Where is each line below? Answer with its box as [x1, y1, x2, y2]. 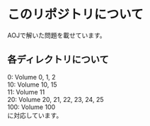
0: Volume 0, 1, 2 [7, 73, 56, 81]
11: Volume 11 [7, 87, 45, 96]
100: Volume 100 [7, 103, 56, 111]
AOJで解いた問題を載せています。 [7, 31, 106, 39]
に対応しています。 [7, 111, 63, 120]
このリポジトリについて [7, 6, 144, 23]
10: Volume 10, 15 [7, 80, 58, 89]
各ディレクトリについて [7, 53, 109, 65]
